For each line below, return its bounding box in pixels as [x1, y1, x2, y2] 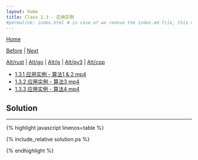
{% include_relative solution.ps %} [6, 136, 90, 143]
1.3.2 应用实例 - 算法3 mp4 [14, 78, 80, 86]
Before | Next [6, 47, 39, 54]
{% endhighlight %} [6, 147, 54, 154]
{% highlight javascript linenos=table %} [6, 125, 104, 132]
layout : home [6, 8, 38, 15]
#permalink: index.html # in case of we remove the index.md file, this [6, 19, 189, 25]
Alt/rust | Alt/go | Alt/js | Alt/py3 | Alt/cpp [6, 58, 105, 66]
